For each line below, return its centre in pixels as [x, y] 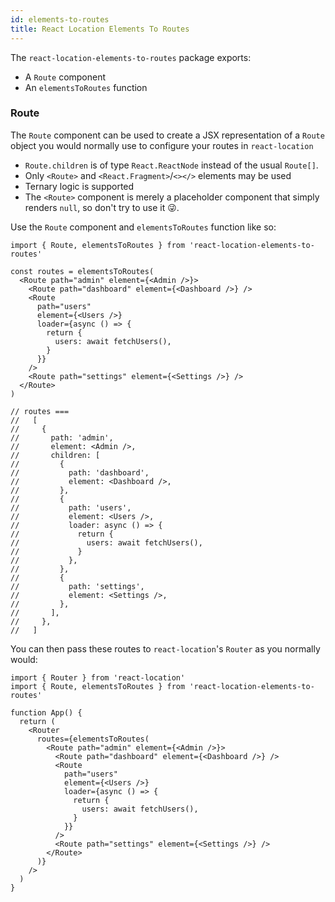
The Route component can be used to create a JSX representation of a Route [167, 135]
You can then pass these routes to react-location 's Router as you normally [165, 648]
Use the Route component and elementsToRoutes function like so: [143, 227]
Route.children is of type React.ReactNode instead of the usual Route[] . [171, 165]
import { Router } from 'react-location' [98, 677]
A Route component [65, 77]
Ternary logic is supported [79, 186]
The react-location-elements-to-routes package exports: [131, 57]
